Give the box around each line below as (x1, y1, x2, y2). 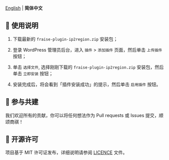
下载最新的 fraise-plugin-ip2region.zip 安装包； (12, 36, 118, 42)
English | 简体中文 (5, 5, 43, 11)
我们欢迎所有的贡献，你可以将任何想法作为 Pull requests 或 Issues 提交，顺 (5, 112, 164, 118)
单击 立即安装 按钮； (12, 70, 54, 76)
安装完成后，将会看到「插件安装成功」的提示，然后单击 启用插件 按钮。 (12, 81, 161, 87)
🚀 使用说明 (5, 21, 38, 30)
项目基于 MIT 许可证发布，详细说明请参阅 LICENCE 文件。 (5, 149, 128, 155)
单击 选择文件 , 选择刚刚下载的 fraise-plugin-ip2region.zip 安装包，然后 (12, 64, 164, 70)
